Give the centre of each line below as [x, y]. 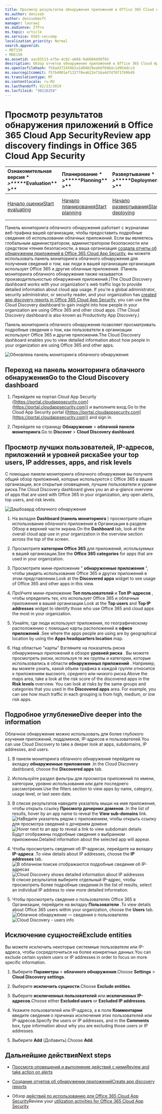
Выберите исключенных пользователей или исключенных [74, 995]
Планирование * [82, 174]
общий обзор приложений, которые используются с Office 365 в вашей [79, 479]
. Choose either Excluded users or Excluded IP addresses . [88, 1001]
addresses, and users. [27, 749]
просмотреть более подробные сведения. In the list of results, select [82, 885]
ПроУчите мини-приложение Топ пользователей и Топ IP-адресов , [82, 593]
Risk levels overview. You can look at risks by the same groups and [79, 684]
